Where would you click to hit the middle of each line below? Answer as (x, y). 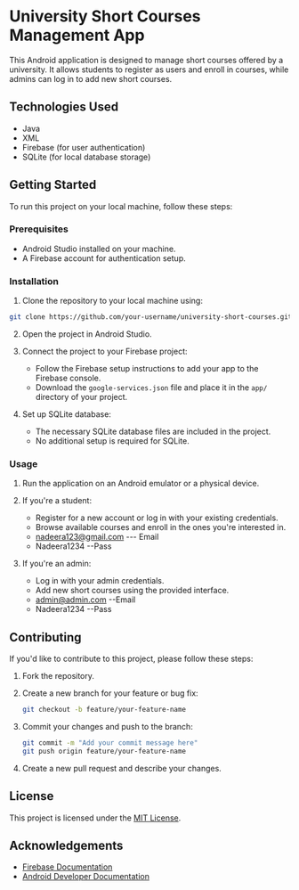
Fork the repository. (58, 676)
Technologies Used (64, 107)
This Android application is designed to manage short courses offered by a (146, 60)
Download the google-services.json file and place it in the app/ (151, 388)
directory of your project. (81, 397)
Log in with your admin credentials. (100, 581)
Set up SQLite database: (66, 414)
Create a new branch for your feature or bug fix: (110, 693)
